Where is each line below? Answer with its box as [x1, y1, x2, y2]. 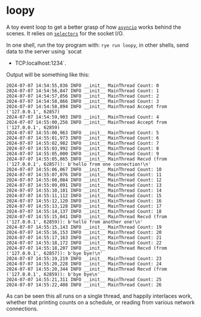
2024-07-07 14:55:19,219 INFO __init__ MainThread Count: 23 [6, 255, 162, 261]
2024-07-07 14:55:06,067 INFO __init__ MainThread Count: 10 [6, 166, 162, 173]
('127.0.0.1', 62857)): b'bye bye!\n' [6, 250, 103, 256]
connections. [6, 305, 39, 312]
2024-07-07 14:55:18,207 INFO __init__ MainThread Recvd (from [6, 245, 167, 251]
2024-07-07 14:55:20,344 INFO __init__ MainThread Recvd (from [6, 266, 167, 272]
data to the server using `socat [6, 47, 82, 55]
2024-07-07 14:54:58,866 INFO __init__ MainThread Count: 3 [6, 98, 160, 104]
